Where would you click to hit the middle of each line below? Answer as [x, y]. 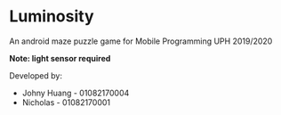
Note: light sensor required [60, 58]
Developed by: [36, 75]
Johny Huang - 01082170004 [76, 93]
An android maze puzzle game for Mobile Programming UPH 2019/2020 [141, 41]
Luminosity [52, 16]
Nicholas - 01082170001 [66, 102]
